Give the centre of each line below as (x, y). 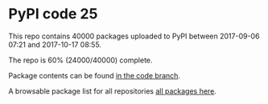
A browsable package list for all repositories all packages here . (113, 91)
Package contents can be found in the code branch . (95, 75)
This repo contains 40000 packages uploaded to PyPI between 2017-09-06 (134, 36)
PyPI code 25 (53, 14)
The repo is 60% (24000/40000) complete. (80, 60)
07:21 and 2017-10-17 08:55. (55, 44)
